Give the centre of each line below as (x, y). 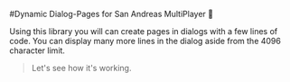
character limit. (37, 50)
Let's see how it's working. (81, 68)
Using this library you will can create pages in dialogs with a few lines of (144, 31)
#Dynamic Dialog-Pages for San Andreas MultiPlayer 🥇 (112, 14)
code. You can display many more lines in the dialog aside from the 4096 (145, 41)
